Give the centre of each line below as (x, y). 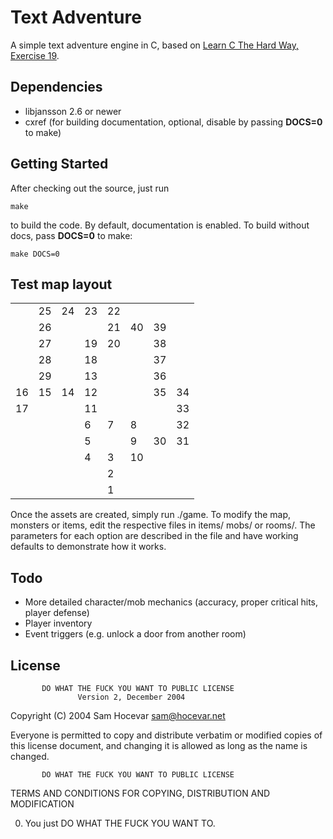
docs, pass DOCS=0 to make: (71, 235)
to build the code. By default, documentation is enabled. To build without (160, 225)
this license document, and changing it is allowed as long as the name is (159, 745)
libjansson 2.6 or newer (73, 111)
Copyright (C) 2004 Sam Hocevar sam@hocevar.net (118, 715)
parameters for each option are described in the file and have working (154, 536)
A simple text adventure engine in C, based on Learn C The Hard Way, (154, 45)
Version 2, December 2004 (131, 697)
